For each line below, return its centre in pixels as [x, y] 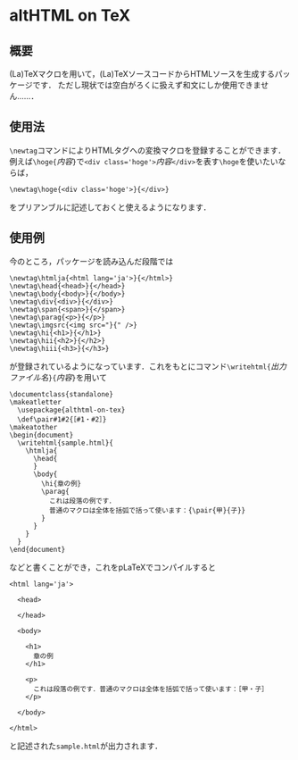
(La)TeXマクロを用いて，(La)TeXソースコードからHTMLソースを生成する [142, 74]
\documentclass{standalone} [62, 394]
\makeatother [33, 427]
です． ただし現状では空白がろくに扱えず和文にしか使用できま [147, 85]
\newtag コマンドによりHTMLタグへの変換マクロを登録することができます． [148, 150]
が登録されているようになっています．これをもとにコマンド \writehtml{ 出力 [148, 366]
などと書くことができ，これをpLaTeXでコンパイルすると [113, 567]
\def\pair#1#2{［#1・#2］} [62, 419]
